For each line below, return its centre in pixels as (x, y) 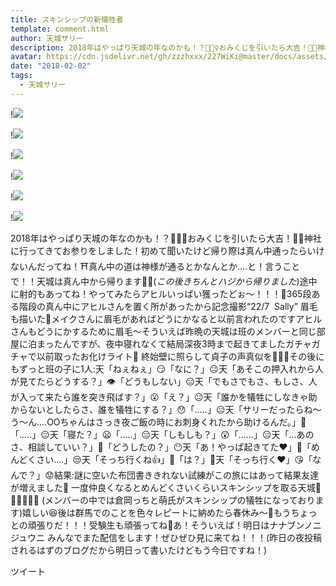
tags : (21, 76)
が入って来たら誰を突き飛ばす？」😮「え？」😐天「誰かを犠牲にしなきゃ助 (164, 397)
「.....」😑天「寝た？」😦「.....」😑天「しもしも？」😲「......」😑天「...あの (162, 434)
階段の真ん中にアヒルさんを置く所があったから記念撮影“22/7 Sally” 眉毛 (168, 306)
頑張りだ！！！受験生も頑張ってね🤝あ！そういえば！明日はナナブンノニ (174, 525)
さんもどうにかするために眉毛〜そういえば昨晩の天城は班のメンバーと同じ (163, 331)
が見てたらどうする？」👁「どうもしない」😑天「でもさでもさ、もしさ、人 (164, 381)
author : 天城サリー (47, 38)
